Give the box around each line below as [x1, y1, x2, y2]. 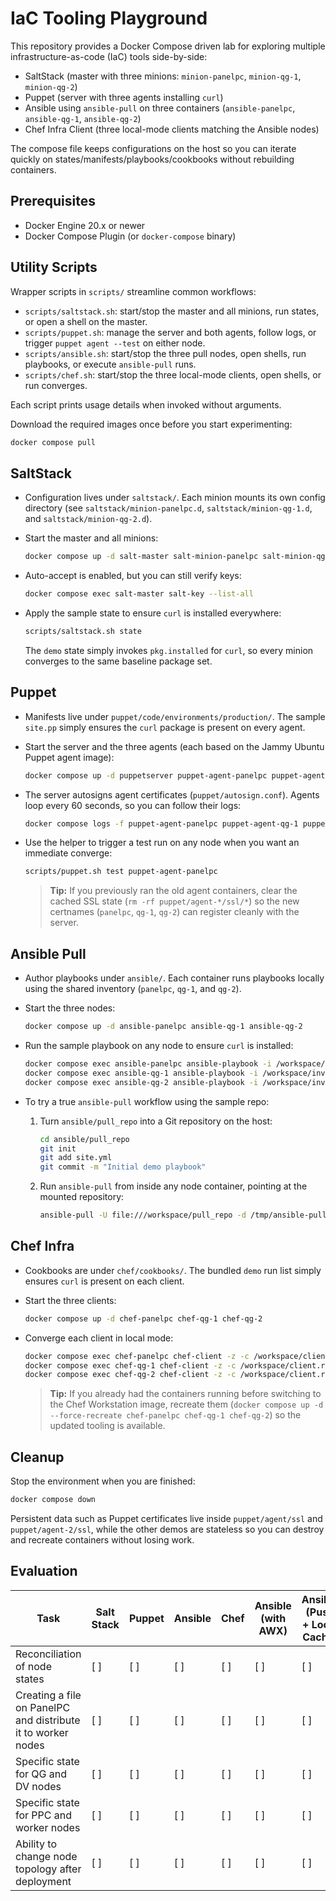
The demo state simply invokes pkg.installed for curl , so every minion [24, 644, 314, 656]
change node [15, 1849, 78, 1863]
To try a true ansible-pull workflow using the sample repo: [24, 1095, 270, 1107]
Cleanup [10, 1448, 65, 1466]
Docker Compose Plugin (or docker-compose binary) [24, 230, 237, 242]
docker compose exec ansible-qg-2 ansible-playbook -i [24, 1077, 259, 1087]
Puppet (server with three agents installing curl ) [24, 91, 224, 103]
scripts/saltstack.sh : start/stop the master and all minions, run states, [24, 305, 320, 317]
